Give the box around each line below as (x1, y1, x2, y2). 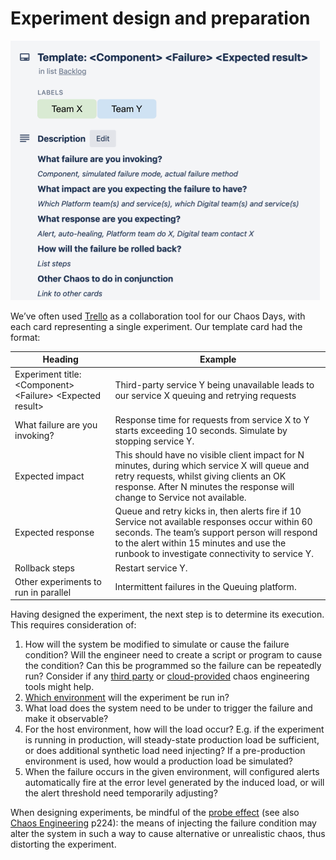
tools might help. (24, 681, 95, 693)
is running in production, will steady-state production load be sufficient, (24, 734, 320, 746)
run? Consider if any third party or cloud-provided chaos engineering (24, 670, 310, 682)
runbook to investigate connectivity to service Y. (114, 548, 314, 560)
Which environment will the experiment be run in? (24, 692, 230, 704)
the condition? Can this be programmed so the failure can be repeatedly (24, 660, 322, 672)
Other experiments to (14, 575, 102, 587)
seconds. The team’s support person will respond (114, 527, 318, 539)
